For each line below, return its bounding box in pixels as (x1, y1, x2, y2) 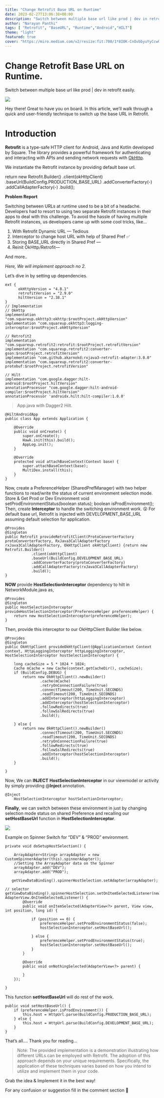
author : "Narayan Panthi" (5, 21, 58, 26)
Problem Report (5, 193, 38, 199)
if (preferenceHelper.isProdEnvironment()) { (14, 1008, 108, 1013)
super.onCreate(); (22, 433, 60, 438)
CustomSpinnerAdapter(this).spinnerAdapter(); (5, 857, 102, 862)
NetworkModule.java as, (5, 587, 54, 593)
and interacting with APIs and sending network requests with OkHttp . (5, 155, 144, 160)
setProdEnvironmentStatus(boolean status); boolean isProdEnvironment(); (5, 500, 154, 506)
